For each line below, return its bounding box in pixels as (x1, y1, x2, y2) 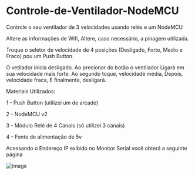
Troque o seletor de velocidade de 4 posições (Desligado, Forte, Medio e (6, 46, 183, 53)
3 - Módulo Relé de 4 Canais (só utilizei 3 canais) (6, 122, 125, 129)
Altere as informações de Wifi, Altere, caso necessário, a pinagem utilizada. (6, 35, 189, 42)
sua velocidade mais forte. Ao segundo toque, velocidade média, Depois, (6, 70, 183, 77)
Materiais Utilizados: (6, 87, 56, 95)
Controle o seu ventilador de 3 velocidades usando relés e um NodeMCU (6, 23, 183, 31)
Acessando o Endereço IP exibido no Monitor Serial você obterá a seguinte (6, 144, 188, 152)
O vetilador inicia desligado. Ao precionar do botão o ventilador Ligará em (6, 63, 184, 71)
